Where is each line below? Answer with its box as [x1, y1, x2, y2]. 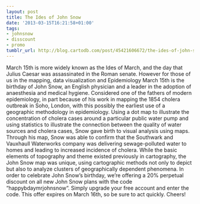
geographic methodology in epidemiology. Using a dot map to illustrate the [6, 108, 189, 115]
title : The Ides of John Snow [6, 14, 82, 20]
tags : [6, 25, 20, 32]
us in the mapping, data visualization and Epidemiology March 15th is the [6, 76, 185, 84]
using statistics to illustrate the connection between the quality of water [6, 120, 182, 128]
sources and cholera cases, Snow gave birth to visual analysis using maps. [6, 127, 190, 134]
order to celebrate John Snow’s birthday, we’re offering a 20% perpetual [6, 171, 184, 179]
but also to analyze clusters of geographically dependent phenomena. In [6, 165, 185, 172]
